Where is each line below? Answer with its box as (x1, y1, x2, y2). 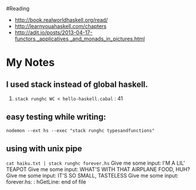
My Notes (6, 56, 55, 70)
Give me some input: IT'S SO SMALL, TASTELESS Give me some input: (6, 172, 179, 179)
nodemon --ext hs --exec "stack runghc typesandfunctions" (6, 127, 155, 133)
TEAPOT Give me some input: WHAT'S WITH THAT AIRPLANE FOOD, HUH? (6, 165, 191, 173)
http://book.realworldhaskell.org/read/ (14, 17, 108, 23)
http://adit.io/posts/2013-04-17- (14, 29, 93, 36)
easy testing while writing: (6, 112, 107, 122)
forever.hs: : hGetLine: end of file (6, 178, 86, 185)
